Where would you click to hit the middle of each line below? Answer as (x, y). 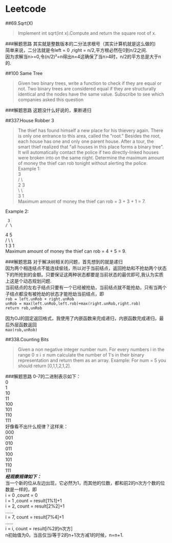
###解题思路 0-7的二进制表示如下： (43, 376)
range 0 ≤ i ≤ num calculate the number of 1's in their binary (81, 354)
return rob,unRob (24, 308)
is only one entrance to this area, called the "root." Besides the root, (89, 136)
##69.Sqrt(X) (19, 23)
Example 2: (17, 211)
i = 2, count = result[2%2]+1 (35, 506)
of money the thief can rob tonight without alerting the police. (82, 163)
